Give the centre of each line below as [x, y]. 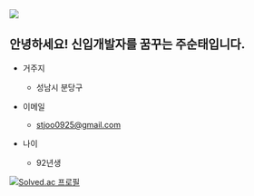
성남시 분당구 [59, 87]
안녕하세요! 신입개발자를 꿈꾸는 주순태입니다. [127, 44]
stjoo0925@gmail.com [78, 124]
